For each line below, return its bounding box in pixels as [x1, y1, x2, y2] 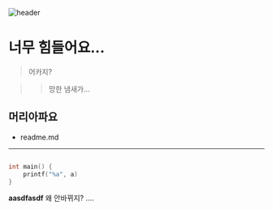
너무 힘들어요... [8, 39, 106, 57]
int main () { [8, 162, 53, 170]
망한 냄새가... [48, 84, 91, 93]
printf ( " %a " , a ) [23, 170, 79, 178]
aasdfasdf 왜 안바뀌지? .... [8, 193, 95, 203]
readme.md [19, 132, 59, 142]
